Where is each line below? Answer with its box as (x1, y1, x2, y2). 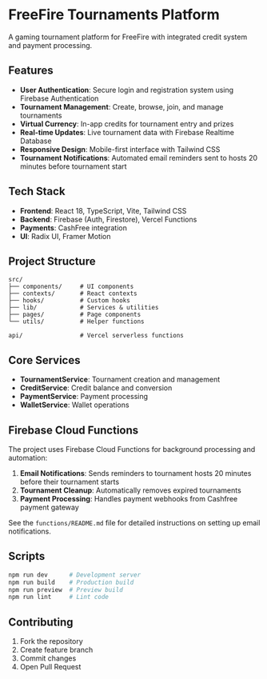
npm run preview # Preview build (8, 585, 124, 593)
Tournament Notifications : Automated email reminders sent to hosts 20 (19, 153, 258, 162)
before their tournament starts (19, 477, 120, 486)
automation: (8, 453, 48, 462)
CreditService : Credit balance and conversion (19, 383, 173, 393)
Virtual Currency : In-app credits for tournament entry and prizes (19, 118, 234, 129)
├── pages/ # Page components (8, 310, 141, 319)
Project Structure (8, 254, 96, 268)
